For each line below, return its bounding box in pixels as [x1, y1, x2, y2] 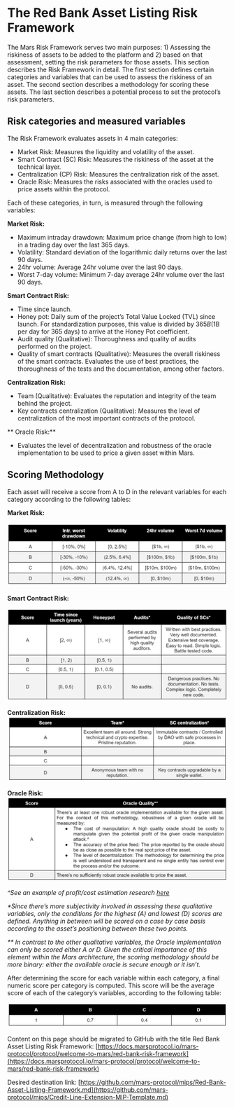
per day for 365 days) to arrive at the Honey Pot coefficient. [17, 327, 190, 336]
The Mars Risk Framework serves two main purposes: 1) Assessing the [7, 43, 211, 51]
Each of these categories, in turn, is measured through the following [7, 198, 203, 207]
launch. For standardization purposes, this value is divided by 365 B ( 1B [17, 320, 220, 328]
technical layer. [17, 163, 61, 171]
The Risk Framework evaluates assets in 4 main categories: [7, 134, 178, 142]
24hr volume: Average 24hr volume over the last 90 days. [17, 263, 184, 271]
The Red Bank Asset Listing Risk [7, 5, 198, 21]
